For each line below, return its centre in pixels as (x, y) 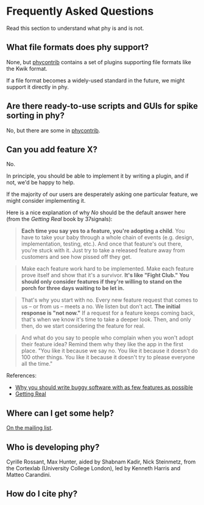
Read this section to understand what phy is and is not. (75, 28)
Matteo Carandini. (29, 475)
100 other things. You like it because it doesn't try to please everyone (108, 357)
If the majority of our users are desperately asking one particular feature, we (102, 194)
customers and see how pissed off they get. (76, 257)
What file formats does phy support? (78, 47)
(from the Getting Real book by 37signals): (59, 219)
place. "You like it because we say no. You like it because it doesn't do (109, 351)
